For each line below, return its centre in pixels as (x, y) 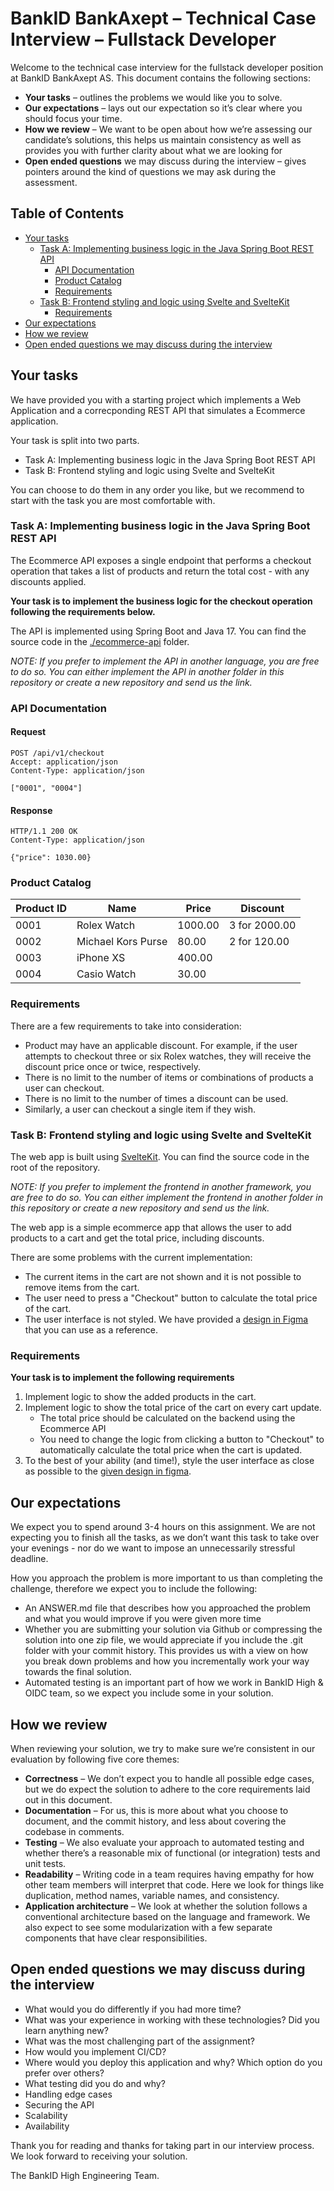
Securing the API (59, 2104)
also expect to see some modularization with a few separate (148, 1927)
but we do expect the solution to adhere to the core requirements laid (167, 1789)
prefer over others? (64, 2073)
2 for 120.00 (259, 942)
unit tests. (45, 1863)
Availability (47, 2126)
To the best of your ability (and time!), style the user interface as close (169, 1461)
